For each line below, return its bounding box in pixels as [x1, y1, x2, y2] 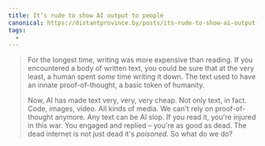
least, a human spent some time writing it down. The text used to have [27, 72, 256, 81]
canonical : [8, 19, 44, 27]
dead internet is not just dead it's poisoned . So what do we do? [27, 129, 233, 139]
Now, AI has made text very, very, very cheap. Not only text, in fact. [27, 95, 247, 105]
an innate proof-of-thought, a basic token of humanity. [27, 80, 205, 90]
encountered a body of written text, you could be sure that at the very [27, 64, 255, 73]
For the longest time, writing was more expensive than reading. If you [27, 55, 253, 65]
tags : [8, 26, 26, 34]
